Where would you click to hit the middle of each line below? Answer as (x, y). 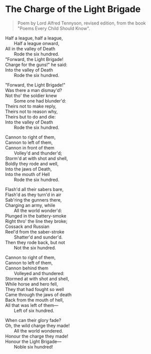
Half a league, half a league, (34, 38)
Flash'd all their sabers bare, (34, 189)
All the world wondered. (39, 330)
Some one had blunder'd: (40, 100)
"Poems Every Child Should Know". (54, 28)
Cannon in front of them (30, 147)
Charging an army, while (30, 205)
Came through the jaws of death (38, 294)
